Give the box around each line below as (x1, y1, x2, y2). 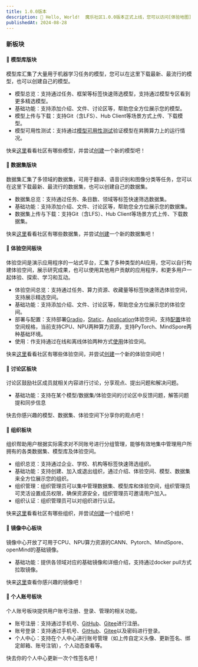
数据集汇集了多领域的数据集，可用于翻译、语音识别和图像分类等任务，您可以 (6, 175, 192, 183)
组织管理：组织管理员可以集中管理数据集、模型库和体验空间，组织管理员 (14, 482, 190, 489)
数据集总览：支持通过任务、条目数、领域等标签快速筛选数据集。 (14, 195, 170, 202)
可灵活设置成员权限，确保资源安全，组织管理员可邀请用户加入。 (14, 490, 170, 497)
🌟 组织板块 (6, 426, 32, 433)
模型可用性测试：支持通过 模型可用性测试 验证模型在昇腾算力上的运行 (14, 127, 180, 134)
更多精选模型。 (14, 97, 51, 104)
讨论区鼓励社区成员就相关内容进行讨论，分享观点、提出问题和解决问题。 (6, 379, 181, 386)
